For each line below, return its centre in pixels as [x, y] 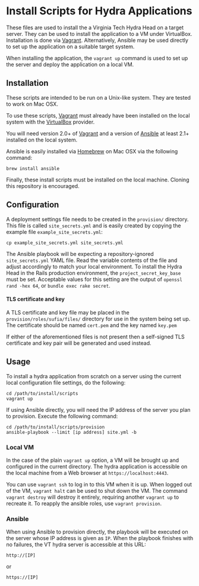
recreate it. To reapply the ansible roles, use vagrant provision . [84, 503]
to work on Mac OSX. [32, 104]
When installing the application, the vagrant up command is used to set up [97, 58]
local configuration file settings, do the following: [66, 383]
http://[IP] [21, 556]
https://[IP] [22, 578]
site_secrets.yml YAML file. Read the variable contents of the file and [92, 260]
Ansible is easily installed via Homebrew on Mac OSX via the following [92, 151]
